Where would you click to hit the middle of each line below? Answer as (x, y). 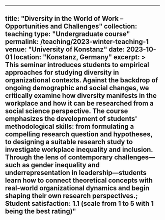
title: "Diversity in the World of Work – (64, 18)
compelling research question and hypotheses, (79, 134)
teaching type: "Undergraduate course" (68, 34)
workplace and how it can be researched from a (79, 103)
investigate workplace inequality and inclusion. (79, 150)
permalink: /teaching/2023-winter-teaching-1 (77, 42)
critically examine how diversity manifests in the (81, 96)
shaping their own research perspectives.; (72, 196)
